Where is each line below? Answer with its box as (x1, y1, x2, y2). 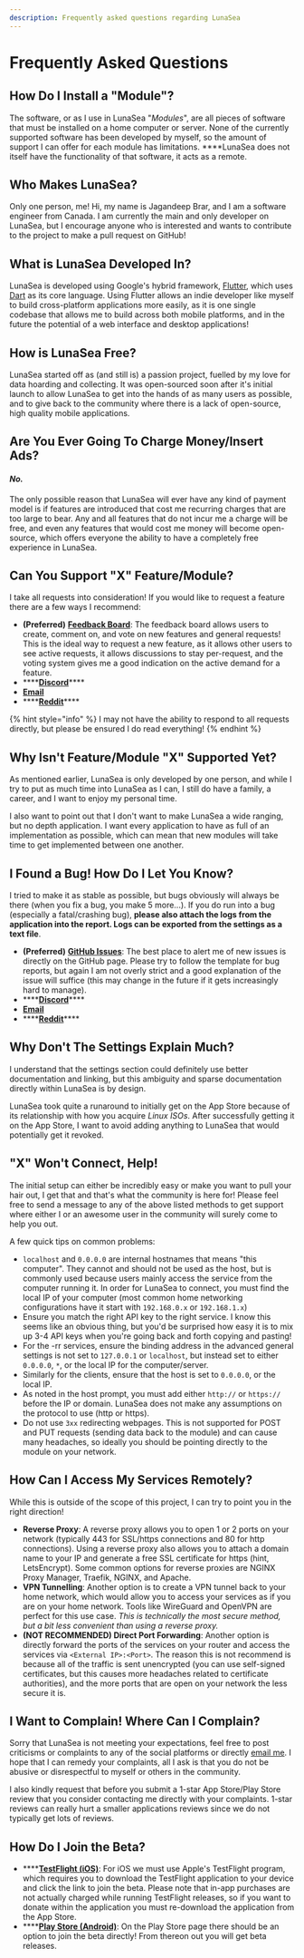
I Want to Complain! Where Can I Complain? (9, 1713, 261, 1729)
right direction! (9, 1506, 65, 1517)
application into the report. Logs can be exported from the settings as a (9, 919, 283, 930)
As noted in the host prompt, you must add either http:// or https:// (22, 1388, 281, 1399)
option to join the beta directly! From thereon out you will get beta (22, 1931, 267, 1942)
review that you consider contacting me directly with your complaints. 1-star (9, 1794, 292, 1805)
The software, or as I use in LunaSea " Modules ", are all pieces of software (9, 112, 286, 123)
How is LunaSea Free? (9, 345, 138, 361)
